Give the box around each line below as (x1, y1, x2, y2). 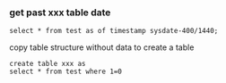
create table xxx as (9, 60, 87, 69)
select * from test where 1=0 (9, 67, 123, 77)
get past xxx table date (9, 6, 111, 19)
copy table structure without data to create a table (9, 42, 195, 53)
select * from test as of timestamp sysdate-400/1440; (9, 27, 219, 36)
